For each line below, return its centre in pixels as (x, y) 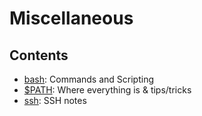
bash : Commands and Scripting (89, 79)
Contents (39, 55)
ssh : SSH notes (55, 100)
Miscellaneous (71, 18)
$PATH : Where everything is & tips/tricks (107, 90)
